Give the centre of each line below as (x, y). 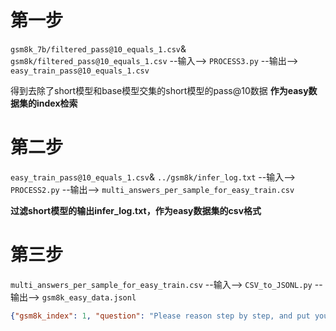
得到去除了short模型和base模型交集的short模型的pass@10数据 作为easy (159, 90)
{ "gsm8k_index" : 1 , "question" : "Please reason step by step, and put (160, 316)
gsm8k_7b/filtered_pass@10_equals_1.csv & (98, 48)
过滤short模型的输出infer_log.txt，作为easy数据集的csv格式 (136, 210)
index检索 (57, 103)
